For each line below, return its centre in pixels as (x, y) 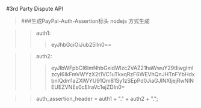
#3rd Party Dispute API (35, 9)
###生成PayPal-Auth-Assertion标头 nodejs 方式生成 (85, 21)
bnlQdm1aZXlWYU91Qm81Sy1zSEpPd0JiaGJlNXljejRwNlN (122, 81)
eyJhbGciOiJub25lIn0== (81, 45)
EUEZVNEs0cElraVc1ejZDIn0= (88, 87)
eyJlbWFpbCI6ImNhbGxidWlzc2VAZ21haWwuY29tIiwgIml (122, 68)
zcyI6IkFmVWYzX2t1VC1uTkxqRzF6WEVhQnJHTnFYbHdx (123, 74)
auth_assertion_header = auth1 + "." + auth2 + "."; (97, 99)
